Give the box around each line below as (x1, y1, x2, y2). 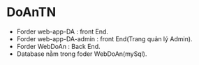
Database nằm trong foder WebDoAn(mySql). (16, 50, 147, 58)
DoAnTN (6, 4, 57, 20)
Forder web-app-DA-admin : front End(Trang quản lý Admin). (16, 34, 193, 43)
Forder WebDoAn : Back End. (16, 42, 101, 50)
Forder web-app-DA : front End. (16, 27, 109, 36)
